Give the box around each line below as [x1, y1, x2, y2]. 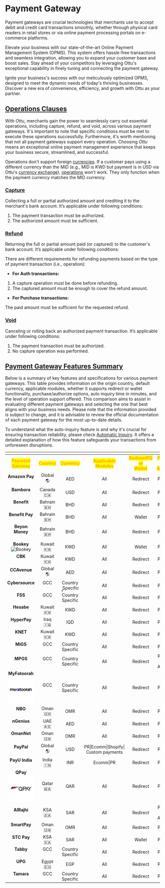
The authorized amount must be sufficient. [12, 218, 99, 224]
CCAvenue [9, 566, 32, 573]
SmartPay [10, 822, 31, 828]
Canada [39, 486, 55, 492]
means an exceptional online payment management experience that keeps [5, 144, 156, 150]
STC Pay [12, 834, 30, 840]
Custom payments [85, 749, 123, 755]
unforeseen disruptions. [5, 442, 54, 448]
